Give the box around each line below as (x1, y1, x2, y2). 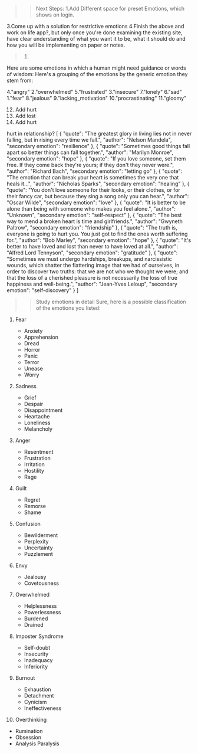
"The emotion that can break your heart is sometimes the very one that (6, 174, 179, 181)
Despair (24, 401, 44, 407)
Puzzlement (24, 551, 54, 557)
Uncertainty (24, 544, 53, 551)
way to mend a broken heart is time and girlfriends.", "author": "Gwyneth (6, 218, 183, 225)
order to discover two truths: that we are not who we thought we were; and (6, 268, 189, 275)
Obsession (15, 734, 42, 741)
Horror (24, 346, 41, 353)
